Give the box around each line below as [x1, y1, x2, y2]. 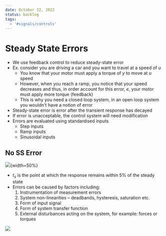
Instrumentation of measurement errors [19, 189, 101, 195]
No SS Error [5, 148, 42, 157]
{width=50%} [10, 162, 38, 168]
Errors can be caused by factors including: [12, 184, 100, 190]
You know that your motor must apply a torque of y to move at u [19, 70, 151, 76]
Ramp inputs [19, 129, 46, 135]
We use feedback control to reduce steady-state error [12, 60, 124, 66]
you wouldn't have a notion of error [19, 102, 93, 108]
